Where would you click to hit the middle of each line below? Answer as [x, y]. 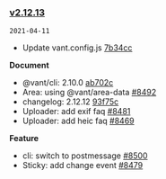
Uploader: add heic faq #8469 [78, 121]
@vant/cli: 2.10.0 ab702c [68, 83]
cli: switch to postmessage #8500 [85, 156]
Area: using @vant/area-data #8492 [89, 93]
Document [29, 66]
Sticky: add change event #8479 [83, 166]
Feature [24, 139]
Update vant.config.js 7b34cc [77, 48]
